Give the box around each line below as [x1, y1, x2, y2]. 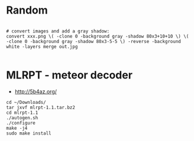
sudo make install [6, 130, 51, 136]
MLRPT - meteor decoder [6, 68, 133, 82]
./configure [6, 120, 35, 126]
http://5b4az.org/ [14, 88, 57, 95]
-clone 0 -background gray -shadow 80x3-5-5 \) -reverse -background [6, 38, 182, 44]
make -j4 [6, 125, 28, 131]
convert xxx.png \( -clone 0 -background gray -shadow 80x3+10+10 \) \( [6, 33, 189, 39]
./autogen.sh [6, 114, 38, 121]
